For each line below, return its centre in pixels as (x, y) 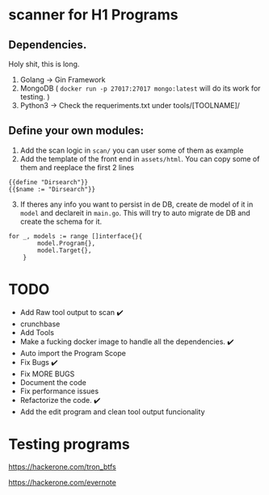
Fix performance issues (59, 391)
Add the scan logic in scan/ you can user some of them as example (132, 150)
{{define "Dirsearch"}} (48, 182)
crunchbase (40, 324)
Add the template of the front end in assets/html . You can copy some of (140, 158)
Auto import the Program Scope (73, 353)
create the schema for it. (61, 221)
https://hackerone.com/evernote (63, 482)
